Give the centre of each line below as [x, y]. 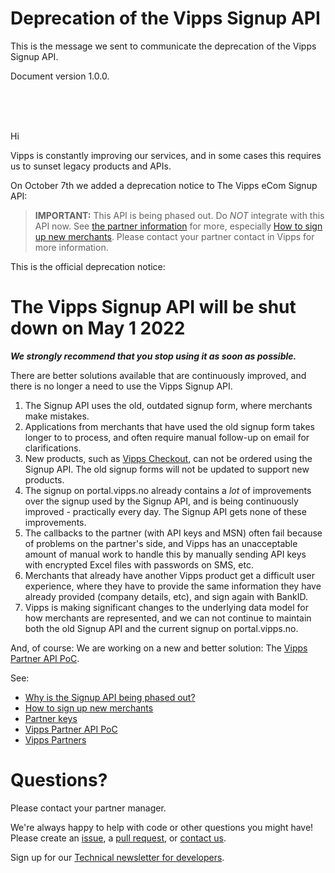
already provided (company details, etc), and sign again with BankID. [166, 596]
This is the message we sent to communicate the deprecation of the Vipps [163, 46]
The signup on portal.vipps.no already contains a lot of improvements [168, 490]
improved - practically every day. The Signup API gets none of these [165, 511]
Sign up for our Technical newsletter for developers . [117, 857]
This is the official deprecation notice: [88, 266]
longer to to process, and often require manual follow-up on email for [167, 437]
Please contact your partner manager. [88, 808]
